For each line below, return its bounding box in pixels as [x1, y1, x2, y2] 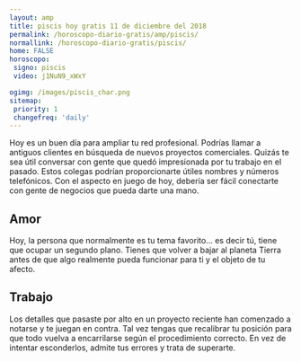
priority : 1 [13, 104, 58, 113]
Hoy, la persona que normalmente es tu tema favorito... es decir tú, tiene [9, 235, 278, 246]
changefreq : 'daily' [13, 113, 91, 122]
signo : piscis [13, 64, 66, 73]
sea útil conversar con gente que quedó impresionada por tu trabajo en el [9, 156, 282, 167]
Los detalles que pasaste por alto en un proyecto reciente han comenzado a [9, 313, 291, 324]
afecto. [9, 264, 36, 275]
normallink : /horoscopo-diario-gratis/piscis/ [9, 38, 187, 48]
